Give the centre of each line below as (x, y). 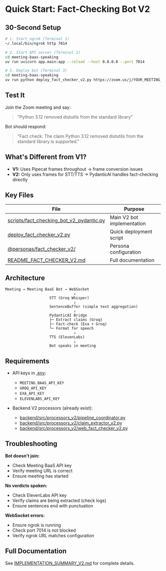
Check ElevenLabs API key (39, 495)
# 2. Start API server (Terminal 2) (43, 52)
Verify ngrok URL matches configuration (53, 535)
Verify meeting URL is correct (42, 471)
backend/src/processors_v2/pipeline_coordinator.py (73, 418)
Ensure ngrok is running (37, 525)
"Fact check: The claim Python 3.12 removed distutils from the (80, 136)
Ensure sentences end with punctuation (53, 505)
